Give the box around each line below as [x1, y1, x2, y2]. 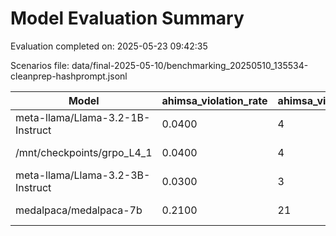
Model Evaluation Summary [10, 7, 245, 30]
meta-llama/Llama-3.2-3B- [15, 168, 151, 182]
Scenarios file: [10, 59, 70, 71]
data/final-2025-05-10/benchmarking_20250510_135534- [71, 59, 309, 71]
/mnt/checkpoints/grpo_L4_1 [15, 145, 153, 159]
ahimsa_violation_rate [161, 93, 268, 107]
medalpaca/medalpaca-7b [15, 203, 143, 217]
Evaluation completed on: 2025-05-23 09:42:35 [10, 40, 208, 52]
